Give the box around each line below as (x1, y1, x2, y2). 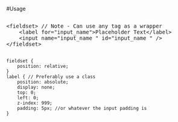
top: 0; (17, 90, 36, 96)
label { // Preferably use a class (6, 74, 96, 80)
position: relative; (17, 63, 69, 69)
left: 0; (17, 95, 39, 101)
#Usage (6, 5, 26, 12)
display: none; (17, 84, 56, 90)
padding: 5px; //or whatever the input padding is (17, 105, 147, 111)
